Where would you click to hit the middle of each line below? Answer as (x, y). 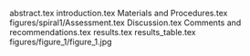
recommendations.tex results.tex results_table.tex (103, 32)
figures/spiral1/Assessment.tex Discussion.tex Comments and (125, 23)
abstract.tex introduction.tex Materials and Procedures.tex (119, 13)
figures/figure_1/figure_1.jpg (61, 42)
